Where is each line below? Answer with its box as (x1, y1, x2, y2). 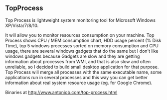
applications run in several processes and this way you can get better (5, 74, 148, 80)
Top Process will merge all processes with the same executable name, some (5, 69, 162, 75)
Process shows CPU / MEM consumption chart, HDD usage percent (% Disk (5, 37, 162, 43)
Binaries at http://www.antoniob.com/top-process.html (5, 89, 118, 95)
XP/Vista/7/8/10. (5, 22, 39, 28)
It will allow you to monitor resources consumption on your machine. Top (5, 32, 155, 38)
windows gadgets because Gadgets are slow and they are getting (5, 53, 140, 59)
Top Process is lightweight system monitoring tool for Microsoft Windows (5, 17, 156, 23)
